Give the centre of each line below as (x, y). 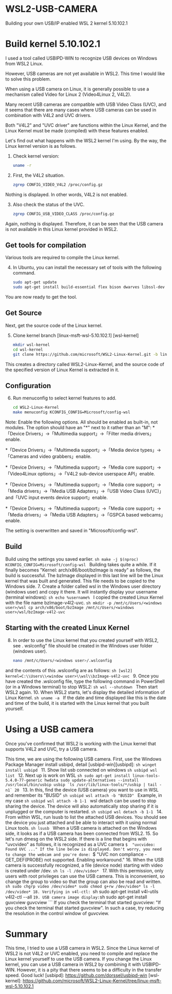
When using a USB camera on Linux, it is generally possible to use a (77, 89)
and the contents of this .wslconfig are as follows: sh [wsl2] (69, 670)
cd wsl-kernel (28, 350)
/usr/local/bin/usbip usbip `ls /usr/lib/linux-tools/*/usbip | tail (81, 785)
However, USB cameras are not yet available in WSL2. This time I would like (85, 73)
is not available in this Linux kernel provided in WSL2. (62, 229)
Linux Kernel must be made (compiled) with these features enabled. (77, 130)
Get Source (24, 313)
